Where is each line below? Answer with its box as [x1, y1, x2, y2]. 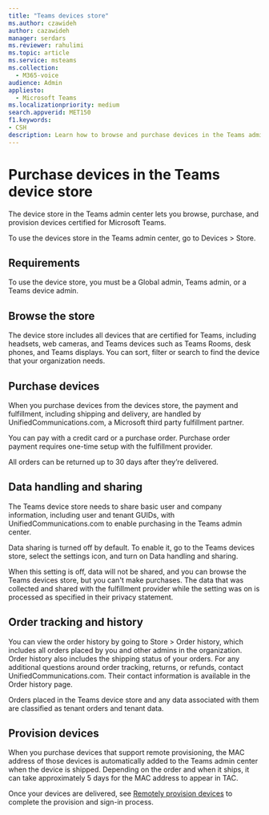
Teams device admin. [8, 286, 78, 296]
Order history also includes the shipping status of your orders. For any [8, 654, 240, 664]
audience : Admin [8, 79, 62, 87]
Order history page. [8, 679, 74, 689]
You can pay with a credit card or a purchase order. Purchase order [8, 434, 231, 442]
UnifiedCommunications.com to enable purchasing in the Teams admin [8, 518, 243, 528]
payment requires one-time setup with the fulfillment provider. [8, 442, 214, 451]
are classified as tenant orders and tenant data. [8, 703, 164, 713]
